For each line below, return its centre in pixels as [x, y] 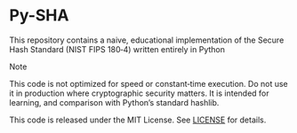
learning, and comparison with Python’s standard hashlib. [114, 102]
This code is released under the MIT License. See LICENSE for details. [138, 120]
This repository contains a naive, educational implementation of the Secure [147, 40]
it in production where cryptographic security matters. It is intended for [139, 93]
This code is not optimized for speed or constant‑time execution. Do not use [148, 83]
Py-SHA [39, 16]
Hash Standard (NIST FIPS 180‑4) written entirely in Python [117, 49]
